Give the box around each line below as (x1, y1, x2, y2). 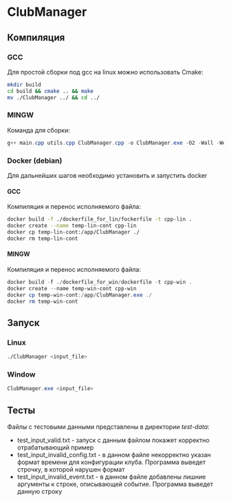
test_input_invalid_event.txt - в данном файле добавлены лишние (16, 472, 206, 481)
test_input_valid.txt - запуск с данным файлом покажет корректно (16, 436, 210, 444)
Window (7, 370, 36, 379)
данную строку (16, 487, 63, 495)
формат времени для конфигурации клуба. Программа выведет (16, 458, 206, 466)
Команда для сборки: (7, 125, 71, 134)
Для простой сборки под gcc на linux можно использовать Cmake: (7, 68, 204, 76)
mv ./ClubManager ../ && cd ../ (7, 94, 100, 101)
